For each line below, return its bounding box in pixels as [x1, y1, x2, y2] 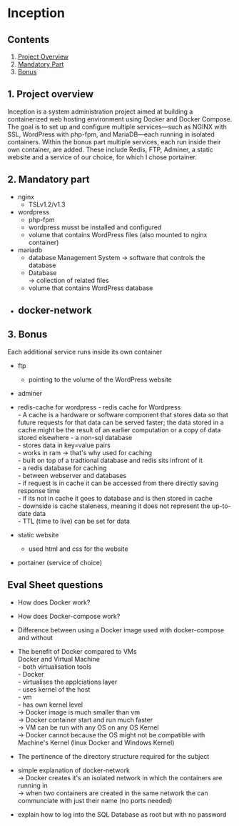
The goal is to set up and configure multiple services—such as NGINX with [7, 122, 227, 131]
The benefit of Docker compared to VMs [17, 647, 137, 655]
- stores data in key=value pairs [17, 441, 111, 449]
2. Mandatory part [7, 174, 90, 186]
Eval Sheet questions [7, 579, 103, 591]
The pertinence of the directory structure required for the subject [17, 752, 210, 760]
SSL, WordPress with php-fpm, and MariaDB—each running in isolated [7, 130, 215, 139]
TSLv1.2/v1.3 [28, 200, 66, 209]
